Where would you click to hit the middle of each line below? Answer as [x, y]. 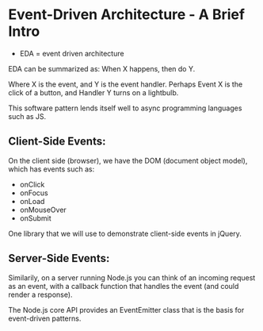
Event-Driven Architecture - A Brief [127, 15]
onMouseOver [43, 210]
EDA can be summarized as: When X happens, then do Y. [102, 68]
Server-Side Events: [59, 258]
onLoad [32, 201]
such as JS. [27, 116]
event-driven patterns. [45, 318]
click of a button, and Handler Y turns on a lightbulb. [93, 92]
